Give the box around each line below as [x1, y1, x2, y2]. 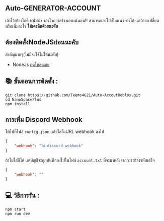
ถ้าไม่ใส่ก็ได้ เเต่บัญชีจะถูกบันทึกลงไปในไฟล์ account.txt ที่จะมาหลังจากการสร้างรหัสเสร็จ [5, 157, 155, 163]
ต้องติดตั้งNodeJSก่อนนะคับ [5, 38, 79, 47]
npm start [5, 207, 26, 212]
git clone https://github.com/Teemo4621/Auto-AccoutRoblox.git [5, 93, 141, 98]
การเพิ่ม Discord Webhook [5, 115, 83, 124]
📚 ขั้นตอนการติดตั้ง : [5, 77, 58, 86]
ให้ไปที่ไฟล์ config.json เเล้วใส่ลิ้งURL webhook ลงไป [5, 128, 104, 135]
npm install [5, 102, 30, 107]
